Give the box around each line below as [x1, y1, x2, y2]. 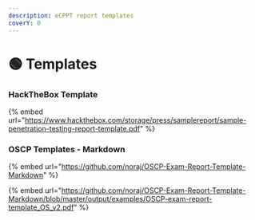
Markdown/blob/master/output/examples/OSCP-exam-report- [8, 194, 213, 204]
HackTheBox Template [8, 88, 98, 100]
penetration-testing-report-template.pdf [8, 124, 141, 133]
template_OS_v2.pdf [8, 202, 74, 212]
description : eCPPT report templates [8, 11, 134, 20]
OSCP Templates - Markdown [8, 143, 126, 155]
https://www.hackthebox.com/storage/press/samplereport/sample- [24, 115, 247, 124]
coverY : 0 [8, 19, 42, 27]
